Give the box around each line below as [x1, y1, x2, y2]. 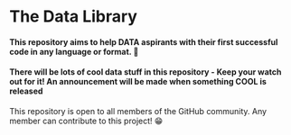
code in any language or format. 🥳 [9, 46, 139, 57]
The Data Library [9, 6, 138, 27]
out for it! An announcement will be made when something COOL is [9, 76, 267, 87]
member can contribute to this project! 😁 [9, 115, 164, 126]
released [9, 85, 43, 96]
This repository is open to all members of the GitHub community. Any [9, 105, 268, 116]
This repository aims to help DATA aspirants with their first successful [9, 36, 278, 47]
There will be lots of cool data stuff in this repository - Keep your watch [9, 67, 282, 77]
